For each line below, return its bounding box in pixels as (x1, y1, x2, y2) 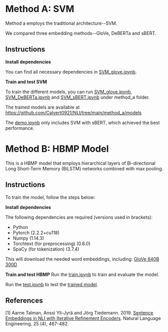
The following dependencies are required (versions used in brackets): (5, 214, 153, 220)
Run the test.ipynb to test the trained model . (5, 281, 99, 287)
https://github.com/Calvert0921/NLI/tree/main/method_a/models (5, 109, 142, 116)
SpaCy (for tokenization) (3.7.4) (12, 246, 80, 252)
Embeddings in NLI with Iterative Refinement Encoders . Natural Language (5, 315, 161, 322)
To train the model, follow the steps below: (5, 194, 96, 200)
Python (12, 224, 28, 230)
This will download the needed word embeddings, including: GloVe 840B (5, 256, 159, 262)
